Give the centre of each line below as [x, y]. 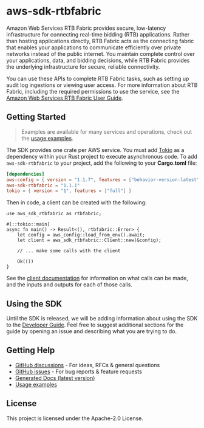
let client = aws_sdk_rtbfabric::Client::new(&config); [90, 240]
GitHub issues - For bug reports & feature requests [79, 371]
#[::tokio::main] [28, 224]
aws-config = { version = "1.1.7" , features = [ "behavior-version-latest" [103, 180]
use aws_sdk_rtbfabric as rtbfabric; [54, 214]
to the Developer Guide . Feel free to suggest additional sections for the [95, 325]
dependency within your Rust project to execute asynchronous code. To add [102, 156]
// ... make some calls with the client [69, 251]
